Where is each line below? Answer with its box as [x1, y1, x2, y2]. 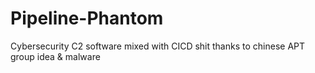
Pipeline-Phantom [10, 7, 164, 30]
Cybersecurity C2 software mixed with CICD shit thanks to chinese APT [10, 40, 306, 52]
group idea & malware [10, 50, 101, 62]
